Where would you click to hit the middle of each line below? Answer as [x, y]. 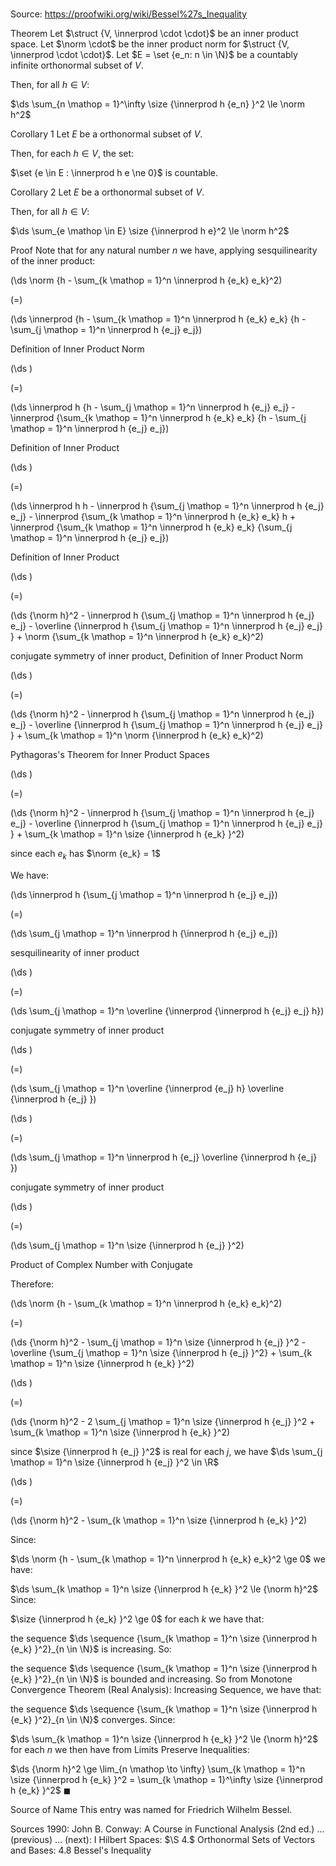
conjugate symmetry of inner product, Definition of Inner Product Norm [157, 656]
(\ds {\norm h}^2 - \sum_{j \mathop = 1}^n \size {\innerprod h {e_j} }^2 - [158, 1342]
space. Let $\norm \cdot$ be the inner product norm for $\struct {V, [150, 44]
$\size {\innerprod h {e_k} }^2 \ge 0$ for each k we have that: [137, 1619]
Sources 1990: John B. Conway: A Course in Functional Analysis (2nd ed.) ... [167, 1829]
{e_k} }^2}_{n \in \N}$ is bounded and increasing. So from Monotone [151, 1679]
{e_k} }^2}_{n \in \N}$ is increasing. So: [91, 1649]
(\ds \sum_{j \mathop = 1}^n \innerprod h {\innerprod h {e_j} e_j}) [144, 933]
